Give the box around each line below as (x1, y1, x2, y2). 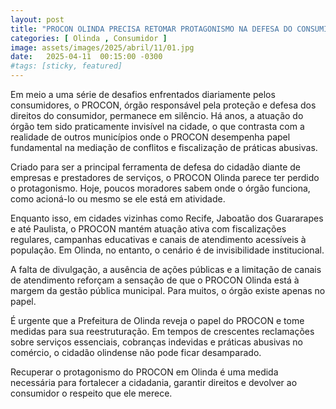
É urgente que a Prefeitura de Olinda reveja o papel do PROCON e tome (10, 315, 305, 326)
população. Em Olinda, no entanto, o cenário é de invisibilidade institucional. (10, 244, 325, 256)
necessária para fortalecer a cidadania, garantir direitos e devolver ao (10, 377, 298, 388)
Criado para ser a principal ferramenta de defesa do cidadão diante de (10, 161, 302, 173)
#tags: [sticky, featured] (10, 61, 123, 71)
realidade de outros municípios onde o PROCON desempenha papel (10, 131, 291, 143)
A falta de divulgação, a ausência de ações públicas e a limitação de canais (10, 264, 322, 275)
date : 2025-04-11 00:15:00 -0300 (10, 52, 163, 62)
